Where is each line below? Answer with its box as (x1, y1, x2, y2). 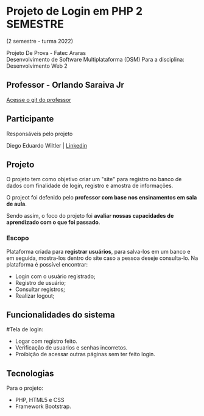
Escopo (6, 234, 29, 242)
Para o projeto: (6, 384, 44, 392)
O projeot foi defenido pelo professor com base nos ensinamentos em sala (6, 194, 197, 201)
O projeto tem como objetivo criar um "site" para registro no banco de (6, 176, 182, 183)
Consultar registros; (15, 285, 65, 293)
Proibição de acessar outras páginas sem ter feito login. (15, 351, 155, 358)
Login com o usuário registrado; (15, 273, 96, 280)
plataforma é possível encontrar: (6, 260, 88, 268)
